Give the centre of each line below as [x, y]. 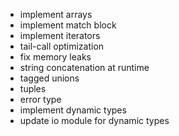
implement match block [68, 25]
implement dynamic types [73, 110]
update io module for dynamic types [94, 120]
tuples [33, 88]
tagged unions [49, 78]
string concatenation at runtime [84, 67]
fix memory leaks [55, 57]
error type [40, 99]
